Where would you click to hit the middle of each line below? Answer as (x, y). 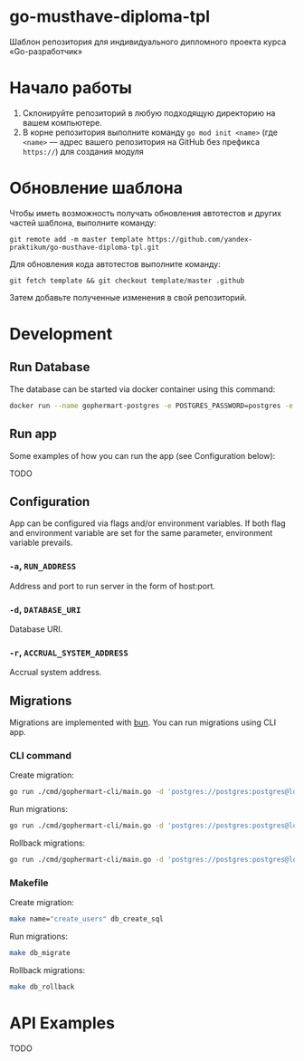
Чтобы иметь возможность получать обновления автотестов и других (146, 213)
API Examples (62, 1023)
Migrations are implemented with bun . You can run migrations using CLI (143, 722)
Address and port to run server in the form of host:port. (112, 586)
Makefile (29, 883)
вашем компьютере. (62, 122)
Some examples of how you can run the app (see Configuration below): (142, 455)
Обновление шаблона (96, 188)
